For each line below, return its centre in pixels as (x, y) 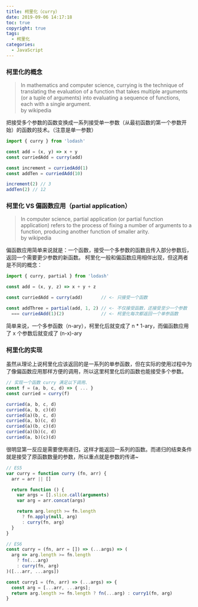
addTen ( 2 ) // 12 (26, 190)
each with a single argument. (56, 104)
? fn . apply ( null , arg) (49, 517)
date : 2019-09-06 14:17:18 (39, 17)
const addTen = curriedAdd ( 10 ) (44, 173)
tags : (13, 34)
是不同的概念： (24, 265)
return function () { (38, 490)
